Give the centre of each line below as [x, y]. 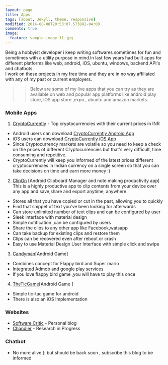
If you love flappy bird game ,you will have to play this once [74, 274]
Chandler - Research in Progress [46, 329]
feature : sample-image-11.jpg [41, 38]
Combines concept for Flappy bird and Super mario [66, 264]
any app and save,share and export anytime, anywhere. [70, 192]
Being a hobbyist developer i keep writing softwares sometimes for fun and [83, 52]
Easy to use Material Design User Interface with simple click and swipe [86, 244]
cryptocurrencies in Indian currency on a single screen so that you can [86, 166]
